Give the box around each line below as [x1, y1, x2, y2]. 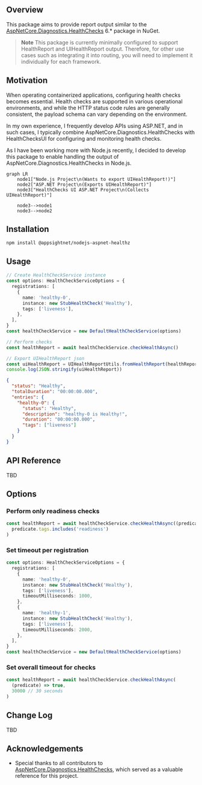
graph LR [6, 171, 28, 177]
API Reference [6, 456, 61, 466]
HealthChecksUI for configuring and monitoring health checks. [6, 135, 162, 142]
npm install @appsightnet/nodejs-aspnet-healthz [6, 240, 130, 246]
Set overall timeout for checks [6, 663, 96, 671]
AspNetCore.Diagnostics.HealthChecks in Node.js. [6, 159, 132, 166]
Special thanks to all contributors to [14, 760, 103, 767]
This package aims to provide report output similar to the [6, 20, 147, 28]
